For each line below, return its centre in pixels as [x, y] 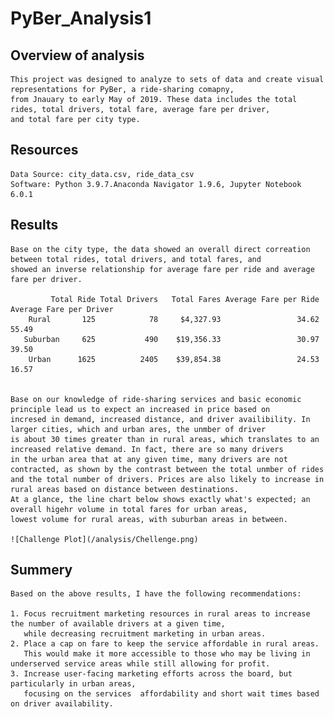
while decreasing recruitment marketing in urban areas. [145, 634]
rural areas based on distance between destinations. [125, 489]
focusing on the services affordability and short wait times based [171, 694]
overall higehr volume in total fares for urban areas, [129, 509]
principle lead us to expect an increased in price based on [140, 409]
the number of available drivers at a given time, [118, 624]
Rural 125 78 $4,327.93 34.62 [174, 319]
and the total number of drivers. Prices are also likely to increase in [167, 479]
